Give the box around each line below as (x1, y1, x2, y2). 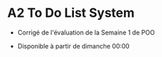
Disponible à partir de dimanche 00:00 (17, 42, 130, 50)
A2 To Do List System (7, 5, 135, 21)
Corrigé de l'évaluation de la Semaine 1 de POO (17, 28, 155, 37)
